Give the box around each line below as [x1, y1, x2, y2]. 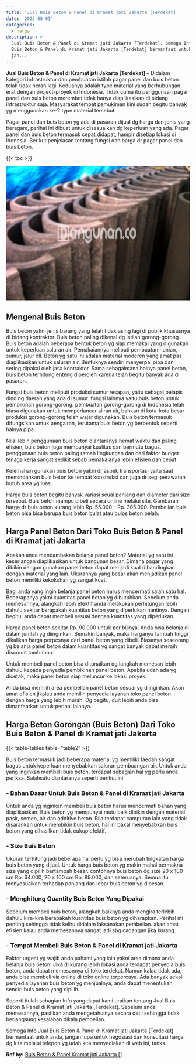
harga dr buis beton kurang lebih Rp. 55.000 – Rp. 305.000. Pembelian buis [6, 504, 187, 511]
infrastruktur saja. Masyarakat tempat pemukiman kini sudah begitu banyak [6, 100, 187, 108]
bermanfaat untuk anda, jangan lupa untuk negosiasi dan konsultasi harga [6, 1033, 184, 1040]
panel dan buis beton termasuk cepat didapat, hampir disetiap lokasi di [6, 131, 177, 138]
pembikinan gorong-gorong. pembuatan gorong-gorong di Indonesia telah [6, 401, 185, 408]
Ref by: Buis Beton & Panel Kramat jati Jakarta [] [6, 1051, 123, 1058]
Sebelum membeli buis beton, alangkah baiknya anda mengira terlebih [6, 908, 175, 915]
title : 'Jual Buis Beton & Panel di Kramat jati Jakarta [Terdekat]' [6, 9, 179, 15]
